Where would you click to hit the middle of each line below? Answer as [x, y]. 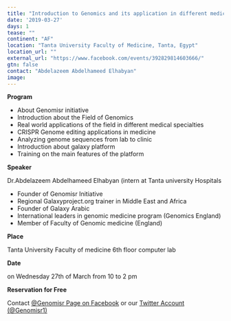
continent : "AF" [30, 39]
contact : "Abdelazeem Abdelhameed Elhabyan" [72, 71]
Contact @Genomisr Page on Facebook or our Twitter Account [96, 303]
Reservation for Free [37, 290]
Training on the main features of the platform [80, 154]
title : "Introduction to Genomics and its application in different [107, 13]
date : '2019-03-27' [35, 20]
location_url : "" [32, 52]
